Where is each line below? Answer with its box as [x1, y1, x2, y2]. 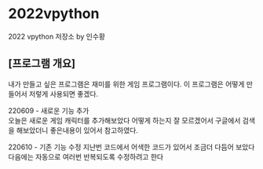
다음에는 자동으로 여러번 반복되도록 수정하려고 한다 [8, 152, 163, 161]
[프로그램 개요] [8, 57, 76, 71]
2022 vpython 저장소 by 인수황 [8, 31, 106, 41]
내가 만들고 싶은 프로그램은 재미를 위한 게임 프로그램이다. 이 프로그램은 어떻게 [8, 79, 245, 89]
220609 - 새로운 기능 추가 [8, 105, 89, 115]
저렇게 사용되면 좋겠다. [28, 89, 99, 98]
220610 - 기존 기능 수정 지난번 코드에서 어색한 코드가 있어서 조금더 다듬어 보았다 [8, 142, 255, 152]
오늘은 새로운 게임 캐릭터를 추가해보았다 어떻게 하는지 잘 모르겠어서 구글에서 [8, 116, 241, 125]
